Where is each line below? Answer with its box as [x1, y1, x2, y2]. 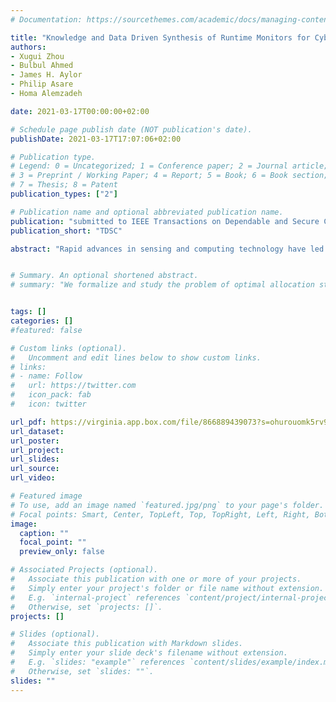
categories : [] [10, 316, 74, 326]
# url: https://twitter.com [10, 381, 137, 391]
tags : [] [10, 307, 47, 317]
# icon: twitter [10, 399, 87, 409]
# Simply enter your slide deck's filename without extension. [10, 648, 288, 658]
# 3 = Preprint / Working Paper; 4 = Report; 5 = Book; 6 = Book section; [10, 171, 329, 181]
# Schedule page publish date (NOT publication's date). [10, 124, 253, 135]
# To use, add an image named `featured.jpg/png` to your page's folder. [10, 500, 325, 510]
